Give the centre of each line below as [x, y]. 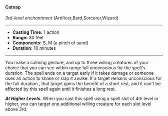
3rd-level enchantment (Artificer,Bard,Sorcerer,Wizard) [62, 18]
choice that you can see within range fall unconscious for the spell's [75, 68]
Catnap [13, 7]
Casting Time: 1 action [36, 32]
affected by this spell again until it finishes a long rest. [60, 89]
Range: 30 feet [28, 38]
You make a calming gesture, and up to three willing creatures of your [77, 63]
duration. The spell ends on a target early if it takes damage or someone [79, 73]
